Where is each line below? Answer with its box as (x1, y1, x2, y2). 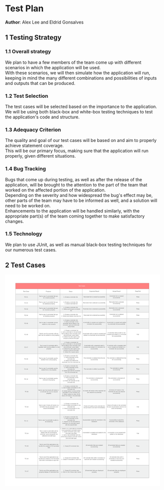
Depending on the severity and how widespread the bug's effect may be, (5, 192, 153, 198)
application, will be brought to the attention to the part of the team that (5, 182, 147, 188)
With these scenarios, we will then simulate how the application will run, (5, 70, 151, 76)
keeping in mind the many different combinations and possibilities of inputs (5, 75, 157, 81)
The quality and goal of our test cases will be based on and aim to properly (5, 137, 157, 143)
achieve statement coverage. (5, 143, 64, 149)
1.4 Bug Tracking (5, 165, 46, 172)
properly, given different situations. (5, 153, 76, 159)
